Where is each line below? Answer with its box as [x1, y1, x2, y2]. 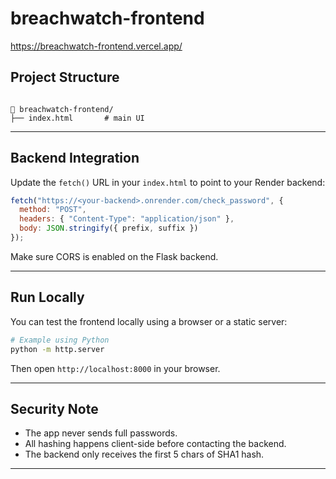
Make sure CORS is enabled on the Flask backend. [10, 250, 219, 262]
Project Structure [10, 69, 120, 86]
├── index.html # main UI [10, 113, 145, 123]
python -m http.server [10, 344, 105, 354]
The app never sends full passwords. [24, 427, 178, 439]
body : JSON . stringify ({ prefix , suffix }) [19, 223, 199, 234]
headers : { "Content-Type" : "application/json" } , [19, 214, 235, 224]
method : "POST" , [19, 205, 87, 215]
